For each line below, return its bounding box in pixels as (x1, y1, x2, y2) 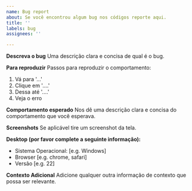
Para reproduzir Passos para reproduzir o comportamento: (6, 64, 151, 72)
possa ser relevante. (6, 178, 57, 185)
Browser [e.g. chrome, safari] (14, 153, 88, 161)
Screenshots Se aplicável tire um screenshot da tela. (6, 124, 137, 131)
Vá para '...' (14, 76, 43, 83)
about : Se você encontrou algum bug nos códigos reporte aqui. (6, 14, 167, 20)
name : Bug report (6, 8, 49, 15)
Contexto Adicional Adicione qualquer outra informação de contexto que (6, 171, 187, 179)
